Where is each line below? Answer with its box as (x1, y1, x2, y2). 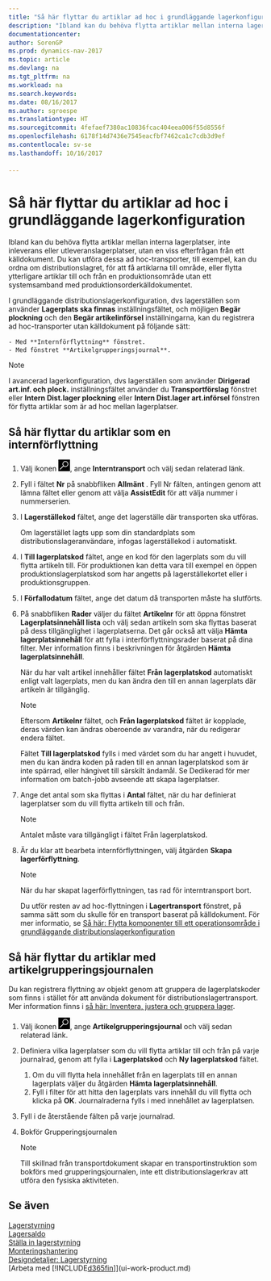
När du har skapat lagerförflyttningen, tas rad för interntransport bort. (19, 885, 252, 895)
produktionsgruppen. (19, 578, 91, 588)
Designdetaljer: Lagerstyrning (8, 1254, 107, 1264)
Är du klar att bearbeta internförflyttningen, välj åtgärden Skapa (19, 846, 232, 856)
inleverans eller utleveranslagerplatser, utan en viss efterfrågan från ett (8, 246, 244, 256)
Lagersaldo (8, 1229, 46, 1238)
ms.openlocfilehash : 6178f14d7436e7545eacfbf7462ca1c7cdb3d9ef (8, 132, 226, 140)
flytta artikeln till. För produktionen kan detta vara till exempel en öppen (19, 561, 257, 571)
